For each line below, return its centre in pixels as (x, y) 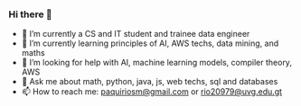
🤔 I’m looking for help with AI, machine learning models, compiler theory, (157, 63)
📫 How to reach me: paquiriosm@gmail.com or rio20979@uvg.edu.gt (151, 92)
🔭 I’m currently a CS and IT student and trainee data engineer (136, 34)
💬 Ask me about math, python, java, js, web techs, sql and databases (150, 82)
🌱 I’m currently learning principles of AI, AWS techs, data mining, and (150, 43)
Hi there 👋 (31, 14)
